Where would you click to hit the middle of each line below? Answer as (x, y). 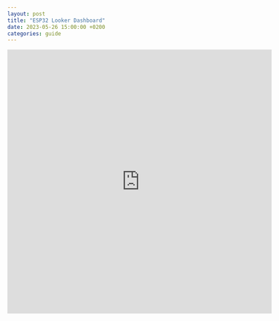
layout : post (26, 14)
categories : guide (34, 33)
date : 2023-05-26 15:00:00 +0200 (56, 27)
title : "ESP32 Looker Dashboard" (56, 20)
